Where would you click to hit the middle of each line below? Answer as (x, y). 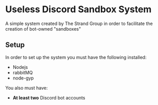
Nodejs (20, 67)
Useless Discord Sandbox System (78, 9)
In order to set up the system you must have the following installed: (76, 57)
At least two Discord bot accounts (49, 97)
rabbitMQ (23, 72)
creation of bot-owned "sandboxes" (43, 29)
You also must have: (27, 88)
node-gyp (23, 78)
